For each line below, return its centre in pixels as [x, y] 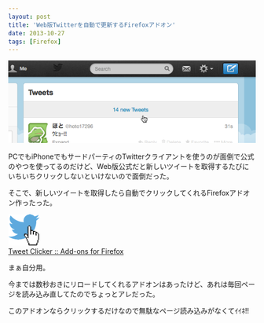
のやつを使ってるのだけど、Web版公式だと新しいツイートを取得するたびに [129, 167]
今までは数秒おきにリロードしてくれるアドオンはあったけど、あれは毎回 [125, 284]
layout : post [29, 17]
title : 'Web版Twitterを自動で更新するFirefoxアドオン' [92, 25]
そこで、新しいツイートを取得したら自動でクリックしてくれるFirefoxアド [126, 193]
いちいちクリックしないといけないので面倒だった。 [91, 176]
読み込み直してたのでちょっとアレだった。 [90, 294]
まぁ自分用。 [29, 268]
